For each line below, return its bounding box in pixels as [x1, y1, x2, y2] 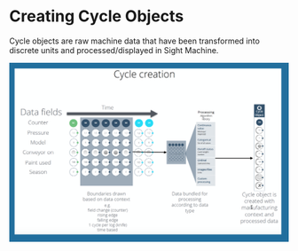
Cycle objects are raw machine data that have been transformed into [9, 35, 260, 46]
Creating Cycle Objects [9, 6, 184, 27]
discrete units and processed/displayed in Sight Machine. [9, 44, 219, 55]
